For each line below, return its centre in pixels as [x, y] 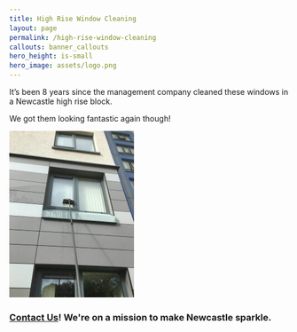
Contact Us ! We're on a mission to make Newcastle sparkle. [141, 317]
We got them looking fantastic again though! [90, 119]
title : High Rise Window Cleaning [73, 19]
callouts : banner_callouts [59, 47]
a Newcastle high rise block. [61, 101]
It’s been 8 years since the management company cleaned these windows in [149, 92]
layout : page [33, 28]
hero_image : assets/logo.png [63, 66]
